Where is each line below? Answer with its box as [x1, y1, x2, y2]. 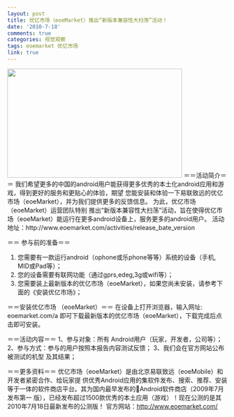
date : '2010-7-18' [7, 23, 61, 30]
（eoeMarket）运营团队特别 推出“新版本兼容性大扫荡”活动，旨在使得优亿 [7, 206, 217, 214]
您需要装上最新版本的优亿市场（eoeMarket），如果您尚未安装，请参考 [17, 279, 217, 287]
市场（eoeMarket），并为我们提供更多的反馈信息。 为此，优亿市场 [7, 197, 196, 206]
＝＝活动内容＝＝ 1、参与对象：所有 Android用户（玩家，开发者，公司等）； [7, 335, 223, 343]
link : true [7, 50, 39, 56]
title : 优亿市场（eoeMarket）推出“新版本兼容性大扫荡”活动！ [7, 17, 168, 24]
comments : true [7, 29, 52, 37]
